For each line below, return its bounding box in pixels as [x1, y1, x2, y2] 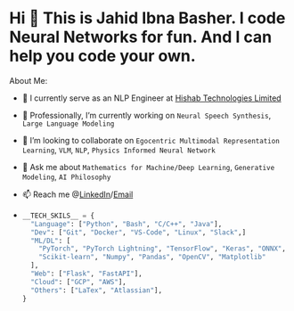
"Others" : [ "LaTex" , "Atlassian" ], [30, 285, 163, 295]
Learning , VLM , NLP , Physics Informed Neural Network [21, 144, 216, 155]
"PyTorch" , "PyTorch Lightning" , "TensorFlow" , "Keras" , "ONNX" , [38, 244, 287, 253]
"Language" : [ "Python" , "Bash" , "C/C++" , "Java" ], [30, 219, 223, 228]
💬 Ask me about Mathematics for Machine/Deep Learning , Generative [21, 161, 275, 172]
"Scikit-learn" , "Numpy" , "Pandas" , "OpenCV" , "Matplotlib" [38, 253, 266, 262]
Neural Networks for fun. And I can [9, 27, 273, 47]
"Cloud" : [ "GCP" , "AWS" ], [30, 277, 127, 286]
